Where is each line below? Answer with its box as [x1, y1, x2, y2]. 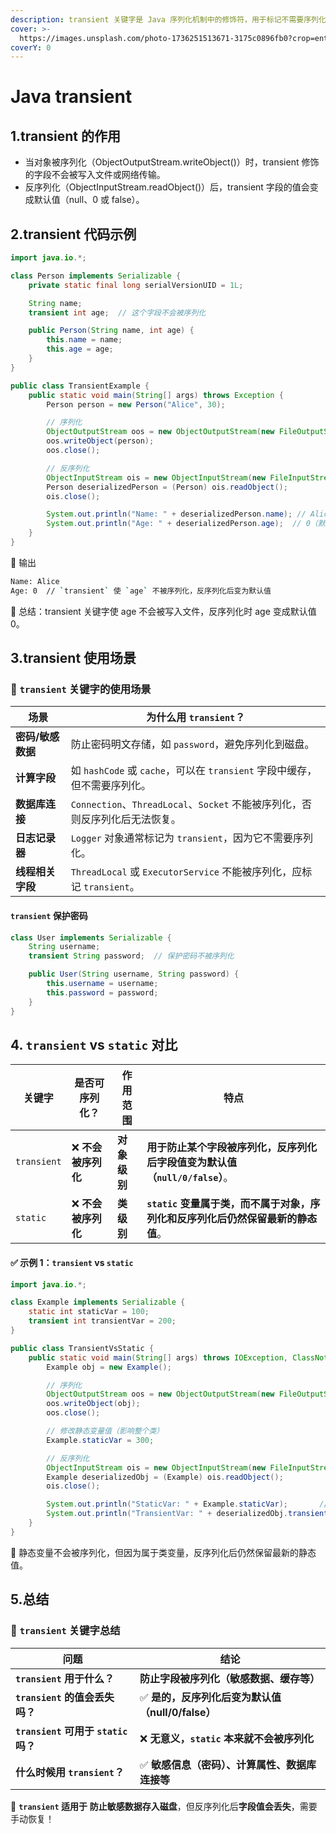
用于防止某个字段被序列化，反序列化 [146, 1141, 318, 1155]
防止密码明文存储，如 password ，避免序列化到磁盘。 [70, 737, 315, 751]
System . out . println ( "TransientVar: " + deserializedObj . [46, 1509, 288, 1519]
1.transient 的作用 [10, 127, 121, 145]
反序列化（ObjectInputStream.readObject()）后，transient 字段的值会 [24, 181, 310, 193]
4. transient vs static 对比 [10, 1036, 178, 1053]
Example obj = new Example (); [46, 1362, 172, 1372]
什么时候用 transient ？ [15, 1765, 125, 1779]
